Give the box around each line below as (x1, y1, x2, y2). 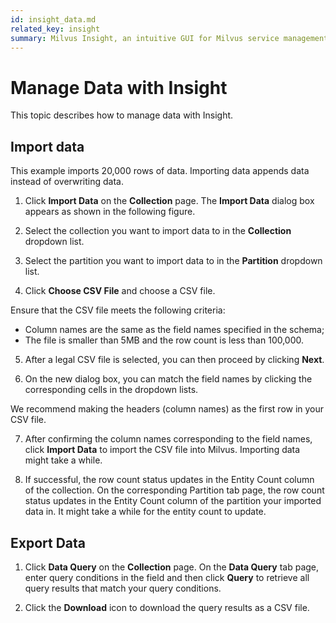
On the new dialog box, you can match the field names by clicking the (24, 373, 313, 385)
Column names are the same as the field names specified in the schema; (24, 324, 325, 336)
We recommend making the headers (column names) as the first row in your (10, 403, 325, 415)
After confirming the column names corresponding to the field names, (24, 433, 313, 445)
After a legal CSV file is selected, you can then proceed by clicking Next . (24, 354, 325, 366)
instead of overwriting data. (10, 176, 124, 188)
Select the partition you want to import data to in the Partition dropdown (24, 255, 323, 267)
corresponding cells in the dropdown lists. (24, 384, 199, 396)
